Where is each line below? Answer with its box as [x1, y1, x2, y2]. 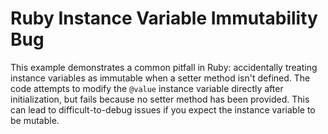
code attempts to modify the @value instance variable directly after [10, 82, 284, 94]
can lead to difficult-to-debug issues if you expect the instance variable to [10, 103, 316, 116]
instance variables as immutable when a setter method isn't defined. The [10, 72, 311, 84]
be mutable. [10, 114, 60, 126]
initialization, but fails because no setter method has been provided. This [10, 93, 310, 105]
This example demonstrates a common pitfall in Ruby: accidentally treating [10, 61, 318, 73]
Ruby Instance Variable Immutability [10, 7, 318, 30]
